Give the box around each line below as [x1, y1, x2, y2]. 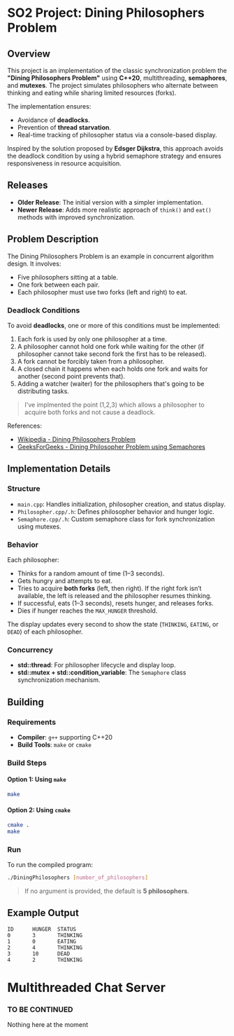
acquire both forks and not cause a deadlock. [24, 408, 156, 416]
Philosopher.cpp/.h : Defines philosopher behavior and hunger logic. [17, 507, 215, 516]
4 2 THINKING [7, 956, 82, 963]
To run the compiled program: [7, 861, 93, 869]
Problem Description [7, 233, 99, 245]
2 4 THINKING [7, 944, 82, 951]
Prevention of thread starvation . [17, 123, 112, 131]
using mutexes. [17, 522, 61, 531]
